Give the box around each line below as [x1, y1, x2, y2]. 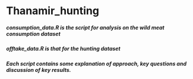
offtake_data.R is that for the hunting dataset [6, 45, 121, 52]
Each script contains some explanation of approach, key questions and [6, 60, 187, 67]
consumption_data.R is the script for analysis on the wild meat [6, 24, 164, 31]
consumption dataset [6, 30, 61, 37]
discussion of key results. [6, 66, 71, 73]
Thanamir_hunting [6, 4, 100, 18]
